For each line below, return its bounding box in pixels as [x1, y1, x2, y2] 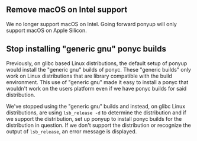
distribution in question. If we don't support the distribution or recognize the [6, 121, 191, 129]
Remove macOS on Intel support [6, 5, 128, 15]
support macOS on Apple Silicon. [6, 27, 87, 34]
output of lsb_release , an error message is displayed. [6, 127, 137, 135]
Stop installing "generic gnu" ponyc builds [6, 44, 167, 54]
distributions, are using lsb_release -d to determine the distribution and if [6, 109, 186, 116]
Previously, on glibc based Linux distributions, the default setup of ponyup [6, 59, 188, 67]
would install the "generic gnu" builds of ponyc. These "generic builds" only [6, 66, 191, 73]
